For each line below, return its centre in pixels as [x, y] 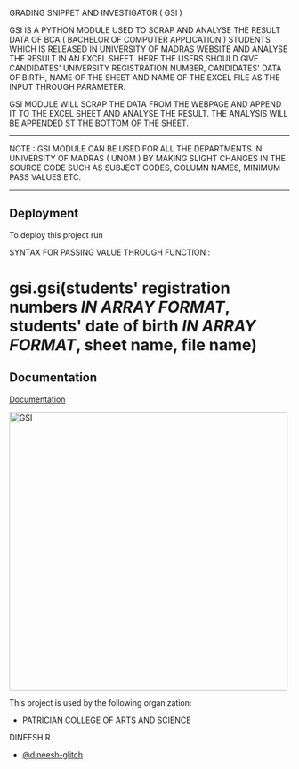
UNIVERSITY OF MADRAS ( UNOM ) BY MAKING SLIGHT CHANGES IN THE [148, 158]
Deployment [44, 213]
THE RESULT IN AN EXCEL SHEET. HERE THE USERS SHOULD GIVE [134, 58]
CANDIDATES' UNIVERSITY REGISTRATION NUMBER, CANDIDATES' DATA [145, 68]
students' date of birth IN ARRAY [133, 326]
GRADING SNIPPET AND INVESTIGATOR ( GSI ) [96, 13]
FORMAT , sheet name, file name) [133, 345]
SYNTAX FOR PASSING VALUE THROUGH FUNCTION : [110, 252]
